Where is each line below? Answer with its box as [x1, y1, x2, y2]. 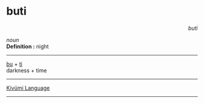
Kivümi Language [6, 84, 50, 91]
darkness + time [6, 66, 47, 74]
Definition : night [6, 43, 49, 50]
